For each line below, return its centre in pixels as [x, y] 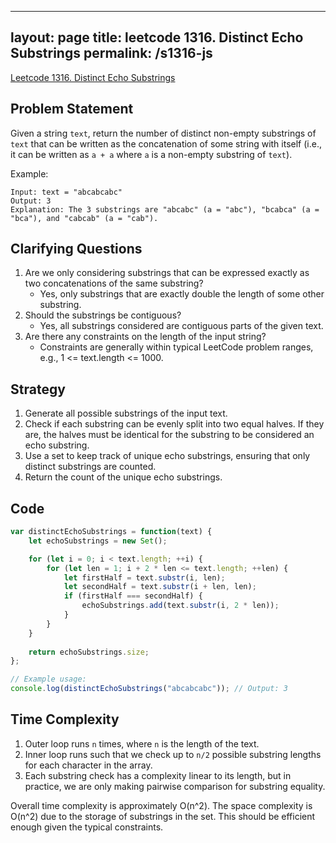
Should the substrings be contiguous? [103, 315]
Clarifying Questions [76, 249]
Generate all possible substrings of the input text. [126, 413]
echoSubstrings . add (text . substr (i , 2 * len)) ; [180, 606]
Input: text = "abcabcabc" [66, 192]
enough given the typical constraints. [87, 827]
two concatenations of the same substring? [114, 283]
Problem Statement [72, 109]
